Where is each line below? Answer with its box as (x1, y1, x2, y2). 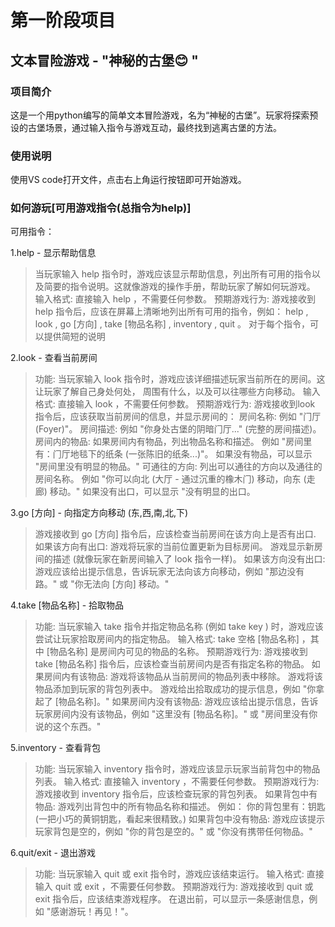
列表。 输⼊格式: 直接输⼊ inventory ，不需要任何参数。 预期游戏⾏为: (34, 776, 320, 788)
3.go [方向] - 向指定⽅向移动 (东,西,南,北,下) (10, 507, 189, 519)
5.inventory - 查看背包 (10, 742, 101, 754)
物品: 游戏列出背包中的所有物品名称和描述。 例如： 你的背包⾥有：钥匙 (34, 801, 326, 813)
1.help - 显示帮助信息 (10, 247, 97, 259)
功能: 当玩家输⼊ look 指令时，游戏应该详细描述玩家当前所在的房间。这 (34, 373, 326, 385)
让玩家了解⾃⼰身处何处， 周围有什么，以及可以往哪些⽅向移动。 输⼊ (34, 386, 321, 398)
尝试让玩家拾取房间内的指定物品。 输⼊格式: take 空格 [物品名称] (34, 633, 300, 645)
